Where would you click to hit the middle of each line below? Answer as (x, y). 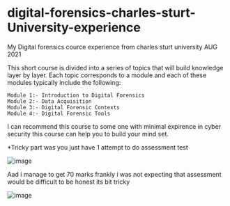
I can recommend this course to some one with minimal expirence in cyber (114, 126)
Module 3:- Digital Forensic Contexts (63, 107)
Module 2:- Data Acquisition (49, 101)
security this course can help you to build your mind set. (88, 134)
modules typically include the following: (64, 82)
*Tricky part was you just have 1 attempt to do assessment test (98, 147)
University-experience (74, 27)
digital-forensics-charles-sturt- (102, 13)
